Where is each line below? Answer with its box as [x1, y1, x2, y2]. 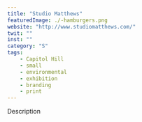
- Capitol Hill [20, 56, 64, 63]
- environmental [20, 68, 68, 75]
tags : [7, 49, 23, 56]
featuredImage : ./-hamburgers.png [7, 17, 108, 24]
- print [20, 88, 42, 95]
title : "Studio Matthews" [7, 10, 83, 17]
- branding [20, 82, 52, 89]
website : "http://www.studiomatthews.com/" [7, 23, 136, 30]
